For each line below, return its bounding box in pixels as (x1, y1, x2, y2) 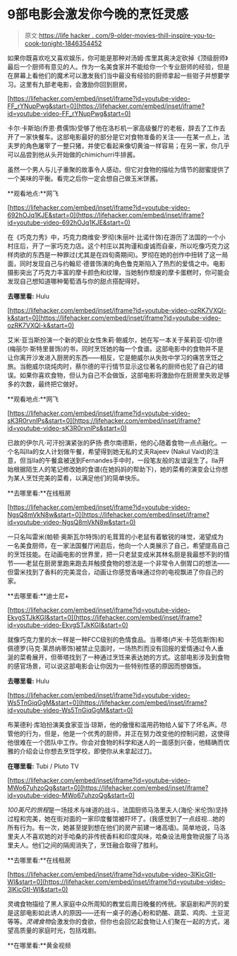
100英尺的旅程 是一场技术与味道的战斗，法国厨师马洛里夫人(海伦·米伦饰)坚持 (7, 806, 228, 814)
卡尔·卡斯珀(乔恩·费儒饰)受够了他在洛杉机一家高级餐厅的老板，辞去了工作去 (7, 124, 226, 132)
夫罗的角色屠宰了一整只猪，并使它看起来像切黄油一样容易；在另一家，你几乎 (7, 141, 230, 150)
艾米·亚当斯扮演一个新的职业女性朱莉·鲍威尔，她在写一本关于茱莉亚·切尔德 (7, 335, 224, 344)
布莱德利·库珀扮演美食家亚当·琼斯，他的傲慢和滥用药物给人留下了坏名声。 (7, 720, 221, 729)
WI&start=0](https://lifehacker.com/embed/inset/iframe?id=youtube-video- (7, 877, 226, 886)
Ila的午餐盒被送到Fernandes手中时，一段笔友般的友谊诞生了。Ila (31, 456, 219, 465)
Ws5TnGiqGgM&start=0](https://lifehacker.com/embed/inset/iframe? (7, 698, 207, 707)
